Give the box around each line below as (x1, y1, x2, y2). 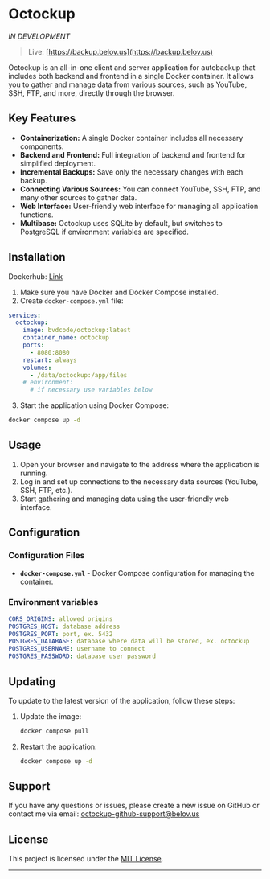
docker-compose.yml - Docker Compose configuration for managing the (19, 568, 255, 577)
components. (19, 142, 64, 151)
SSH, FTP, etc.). (19, 485, 73, 495)
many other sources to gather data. (19, 192, 137, 202)
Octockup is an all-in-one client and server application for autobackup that (8, 62, 256, 72)
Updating (8, 675, 56, 688)
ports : (22, 341, 45, 350)
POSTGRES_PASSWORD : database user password (8, 652, 157, 660)
